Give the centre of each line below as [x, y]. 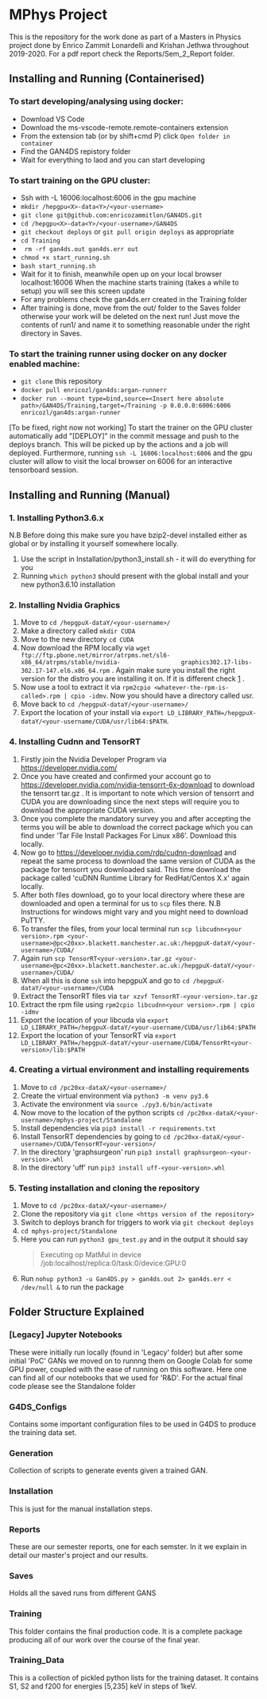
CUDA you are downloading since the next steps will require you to [130, 801]
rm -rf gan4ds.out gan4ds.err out [81, 249]
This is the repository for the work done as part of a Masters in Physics [125, 37]
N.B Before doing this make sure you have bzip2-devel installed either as [128, 535]
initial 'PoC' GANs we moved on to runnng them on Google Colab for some [131, 1360]
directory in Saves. [51, 333]
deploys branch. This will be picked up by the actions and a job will [119, 445]
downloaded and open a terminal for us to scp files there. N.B [120, 903]
